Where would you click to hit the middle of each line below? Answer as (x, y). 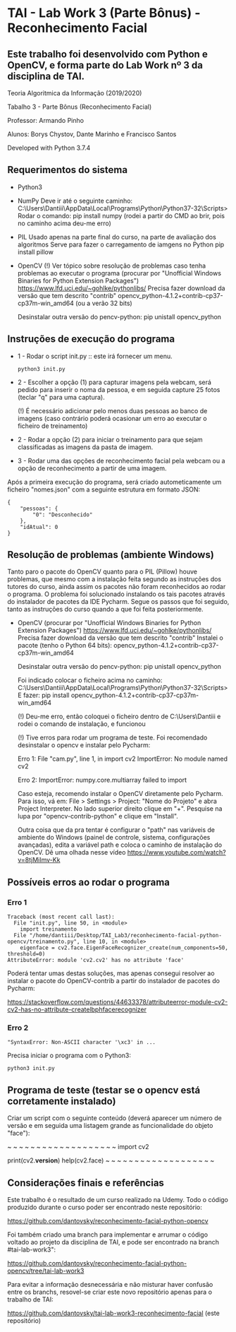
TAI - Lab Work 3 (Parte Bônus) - (104, 13)
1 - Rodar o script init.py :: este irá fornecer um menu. (95, 356)
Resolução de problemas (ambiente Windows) (111, 555)
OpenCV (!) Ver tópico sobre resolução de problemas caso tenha (112, 266)
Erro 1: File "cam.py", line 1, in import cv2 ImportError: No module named (122, 759)
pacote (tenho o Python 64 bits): (65, 646)
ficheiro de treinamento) (52, 426)
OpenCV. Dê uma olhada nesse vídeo (72, 852)
